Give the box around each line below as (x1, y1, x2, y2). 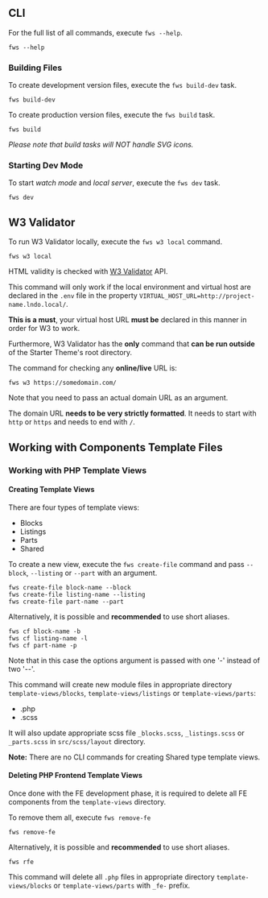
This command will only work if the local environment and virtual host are (8, 282, 251, 292)
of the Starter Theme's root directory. (8, 348, 133, 358)
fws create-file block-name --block (8, 583, 131, 591)
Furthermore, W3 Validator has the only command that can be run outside (8, 339, 255, 349)
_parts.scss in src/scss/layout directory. (8, 736, 146, 746)
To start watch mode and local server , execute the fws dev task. (8, 178, 221, 188)
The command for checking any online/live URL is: (8, 363, 177, 373)
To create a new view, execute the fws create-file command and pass (8, 559, 245, 569)
